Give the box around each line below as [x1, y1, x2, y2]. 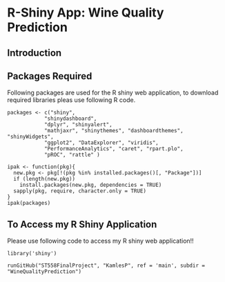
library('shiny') [7, 250, 57, 257]
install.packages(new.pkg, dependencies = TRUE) [19, 181, 162, 189]
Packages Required [7, 70, 92, 82]
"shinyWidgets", [7, 133, 54, 141]
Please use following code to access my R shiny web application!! [7, 236, 195, 245]
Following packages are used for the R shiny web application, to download [7, 88, 219, 97]
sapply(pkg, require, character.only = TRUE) [13, 188, 147, 194]
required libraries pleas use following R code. [7, 96, 136, 104]
